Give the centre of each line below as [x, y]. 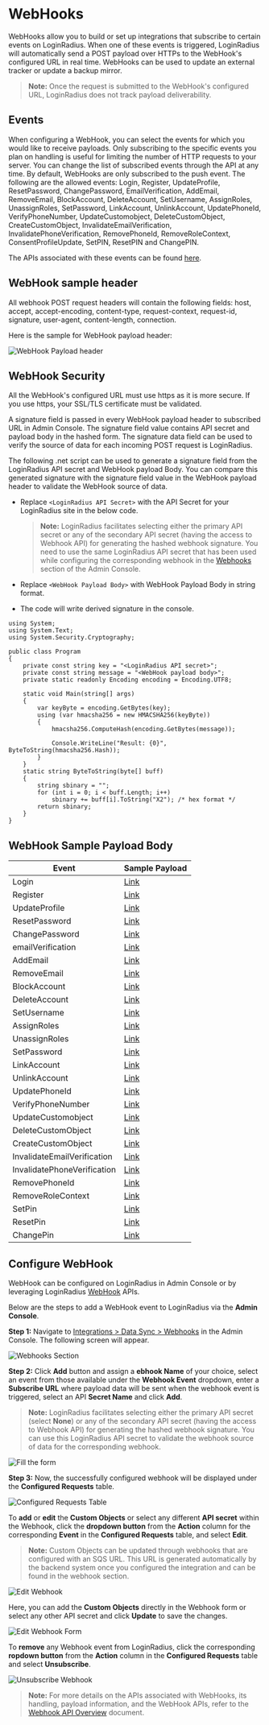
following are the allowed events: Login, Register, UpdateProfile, [114, 182]
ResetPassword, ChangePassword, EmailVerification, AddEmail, [114, 191]
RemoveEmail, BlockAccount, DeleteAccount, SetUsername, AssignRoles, [130, 199]
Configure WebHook [61, 1264]
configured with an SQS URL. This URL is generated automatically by [142, 1559]
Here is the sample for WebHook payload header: [91, 335]
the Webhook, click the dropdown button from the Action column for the [130, 1526]
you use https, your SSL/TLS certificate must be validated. [105, 404]
